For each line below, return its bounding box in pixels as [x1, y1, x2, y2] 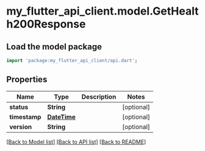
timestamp [9, 113, 41, 121]
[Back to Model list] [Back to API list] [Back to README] [6, 138, 146, 146]
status [9, 102, 29, 111]
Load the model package [6, 41, 103, 52]
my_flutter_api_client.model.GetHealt [6, 4, 199, 18]
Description [81, 93, 117, 101]
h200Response [6, 17, 86, 31]
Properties [6, 74, 48, 85]
